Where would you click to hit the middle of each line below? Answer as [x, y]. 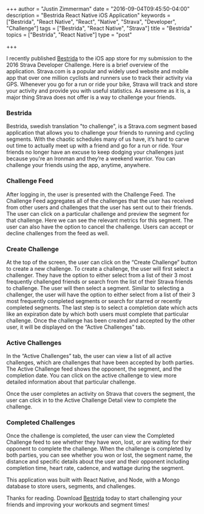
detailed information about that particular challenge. [71, 382]
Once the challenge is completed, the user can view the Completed [90, 436]
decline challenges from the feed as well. [58, 233]
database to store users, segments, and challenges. [71, 487]
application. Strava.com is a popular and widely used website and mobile [97, 71]
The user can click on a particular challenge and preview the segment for [98, 213]
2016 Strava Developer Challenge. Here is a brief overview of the [87, 65]
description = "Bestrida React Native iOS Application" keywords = [89, 15]
